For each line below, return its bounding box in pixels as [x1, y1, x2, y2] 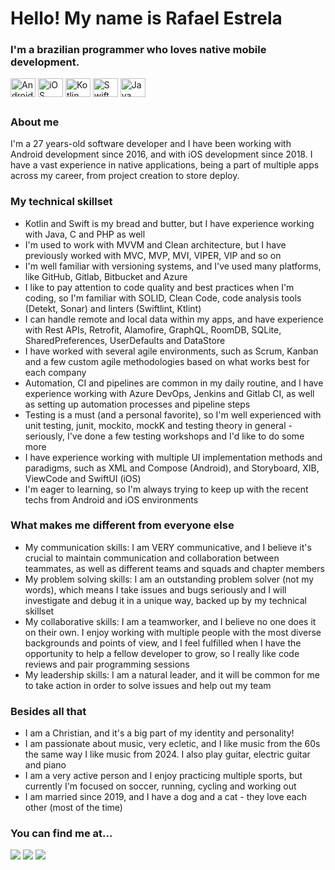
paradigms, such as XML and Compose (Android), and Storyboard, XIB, [24, 462, 320, 474]
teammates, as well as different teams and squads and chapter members [24, 562, 325, 574]
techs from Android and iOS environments [24, 493, 199, 506]
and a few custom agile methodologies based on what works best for [24, 355, 310, 367]
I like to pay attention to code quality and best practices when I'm [24, 281, 295, 293]
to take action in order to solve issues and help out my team [24, 679, 272, 691]
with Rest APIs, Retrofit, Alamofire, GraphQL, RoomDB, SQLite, [24, 323, 282, 336]
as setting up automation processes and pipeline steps [24, 398, 251, 410]
